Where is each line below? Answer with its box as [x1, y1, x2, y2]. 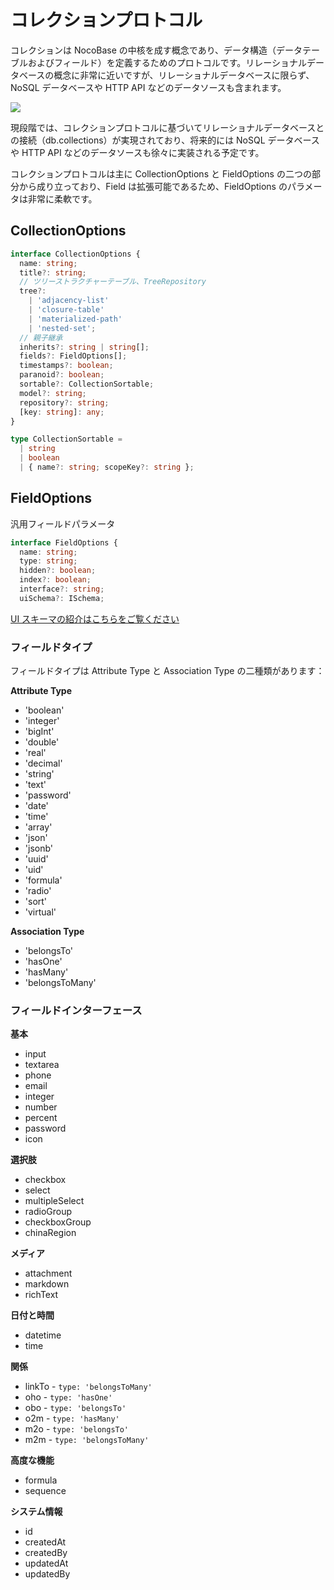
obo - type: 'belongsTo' [24, 1402, 127, 1414]
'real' [24, 747, 47, 759]
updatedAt [24, 1557, 69, 1570]
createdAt [24, 1536, 67, 1548]
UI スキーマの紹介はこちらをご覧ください [10, 612, 180, 625]
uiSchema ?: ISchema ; [19, 593, 105, 603]
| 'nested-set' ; [28, 323, 97, 333]
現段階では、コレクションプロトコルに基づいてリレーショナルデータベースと [10, 121, 325, 133]
